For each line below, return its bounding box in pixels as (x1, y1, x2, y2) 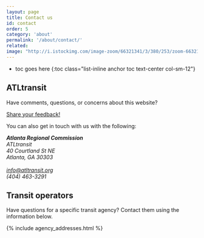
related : (6, 43, 29, 49)
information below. (6, 213, 53, 220)
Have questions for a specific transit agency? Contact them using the (6, 206, 180, 214)
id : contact (6, 20, 36, 26)
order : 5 (6, 25, 29, 32)
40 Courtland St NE (6, 147, 56, 154)
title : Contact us (6, 15, 53, 21)
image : (6, 49, 23, 55)
